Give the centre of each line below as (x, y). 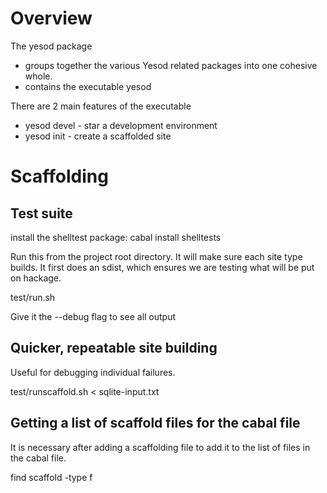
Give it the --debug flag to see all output (93, 316)
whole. (38, 76)
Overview (51, 18)
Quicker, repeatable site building (114, 348)
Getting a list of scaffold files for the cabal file (155, 423)
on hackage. (36, 278)
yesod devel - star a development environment (121, 125)
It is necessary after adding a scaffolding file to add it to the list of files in (160, 447)
